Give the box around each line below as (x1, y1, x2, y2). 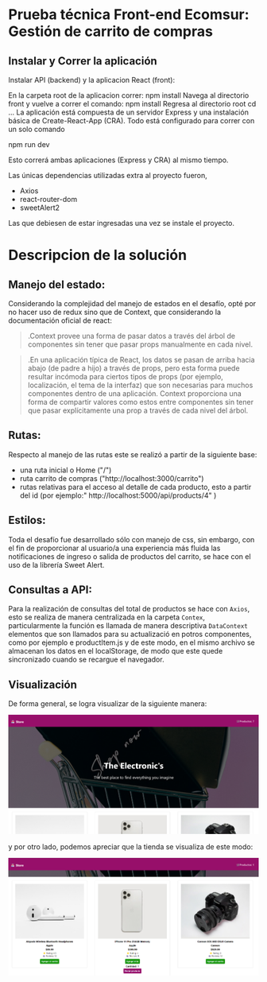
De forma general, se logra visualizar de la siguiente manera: (8, 699, 207, 708)
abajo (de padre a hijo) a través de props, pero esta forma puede (27, 363, 240, 373)
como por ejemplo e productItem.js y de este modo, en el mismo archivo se (8, 638, 256, 647)
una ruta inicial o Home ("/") (19, 465, 112, 475)
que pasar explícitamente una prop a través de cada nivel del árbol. (27, 406, 249, 415)
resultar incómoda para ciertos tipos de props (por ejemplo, (27, 372, 224, 381)
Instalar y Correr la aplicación (8, 54, 157, 68)
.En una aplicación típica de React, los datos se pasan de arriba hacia (27, 355, 256, 364)
